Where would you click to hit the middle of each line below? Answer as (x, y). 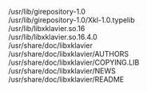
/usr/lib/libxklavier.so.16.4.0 (53, 37)
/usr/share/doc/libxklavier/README (66, 79)
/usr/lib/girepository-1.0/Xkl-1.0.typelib (72, 20)
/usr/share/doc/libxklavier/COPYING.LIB (74, 62)
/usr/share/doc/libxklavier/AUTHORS (69, 54)
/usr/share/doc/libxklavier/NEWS (62, 71)
